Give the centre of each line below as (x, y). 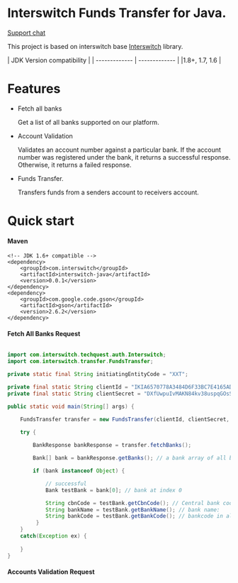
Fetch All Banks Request (44, 333)
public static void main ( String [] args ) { (71, 406)
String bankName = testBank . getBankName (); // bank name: (132, 510)
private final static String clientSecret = (74, 394)
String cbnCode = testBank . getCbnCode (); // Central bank (132, 503)
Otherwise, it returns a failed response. (74, 165)
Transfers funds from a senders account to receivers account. (108, 192)
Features (34, 89)
